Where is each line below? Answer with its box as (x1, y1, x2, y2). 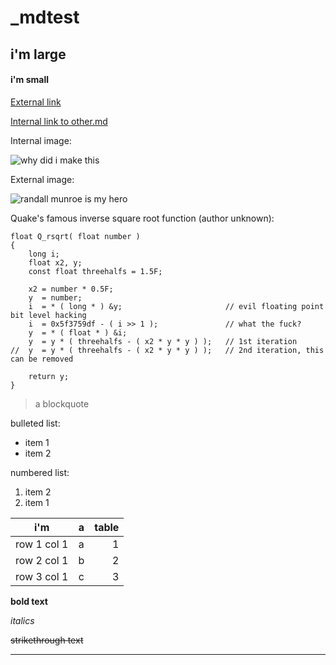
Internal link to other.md (10, 115, 108, 127)
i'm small (10, 74, 49, 86)
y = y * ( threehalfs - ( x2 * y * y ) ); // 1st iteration (28, 336, 298, 346)
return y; (28, 371, 70, 381)
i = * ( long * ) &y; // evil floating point (28, 301, 325, 311)
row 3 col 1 (15, 569, 69, 583)
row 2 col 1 (15, 553, 69, 567)
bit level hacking (10, 310, 87, 320)
